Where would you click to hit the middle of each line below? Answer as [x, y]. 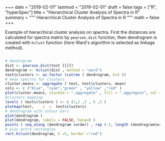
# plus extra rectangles [30, 129]
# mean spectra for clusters [35, 79]
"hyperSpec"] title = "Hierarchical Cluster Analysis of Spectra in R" [72, 12]
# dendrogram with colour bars [37, 111]
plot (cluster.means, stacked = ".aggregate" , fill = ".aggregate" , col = [83, 93]
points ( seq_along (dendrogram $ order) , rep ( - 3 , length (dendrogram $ [81, 125]
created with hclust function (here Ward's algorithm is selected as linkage [80, 43]
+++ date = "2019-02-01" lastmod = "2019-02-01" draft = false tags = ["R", [81, 7]
